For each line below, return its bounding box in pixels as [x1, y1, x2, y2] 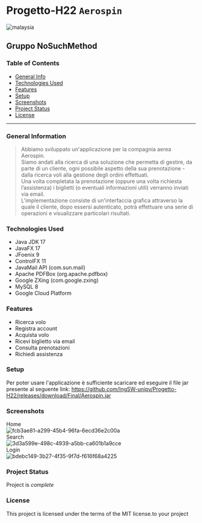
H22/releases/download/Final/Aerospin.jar [6, 392, 111, 399]
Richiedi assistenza [14, 350, 63, 357]
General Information [6, 132, 67, 140]
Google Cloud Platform [14, 290, 72, 297]
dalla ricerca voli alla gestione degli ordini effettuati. [20, 171, 149, 178]
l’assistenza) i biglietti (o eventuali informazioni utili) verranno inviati [20, 184, 189, 191]
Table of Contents [6, 59, 60, 67]
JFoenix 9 [14, 251, 40, 258]
